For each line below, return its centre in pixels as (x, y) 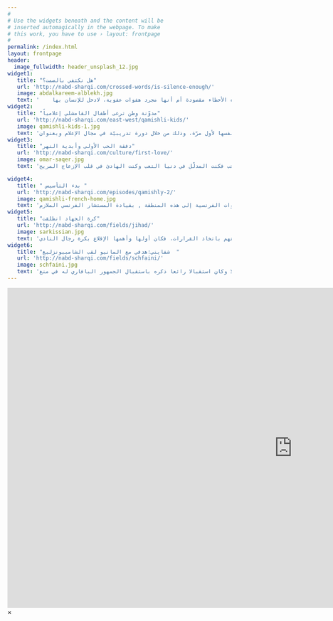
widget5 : (20, 212)
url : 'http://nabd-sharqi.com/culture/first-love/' (95, 153)
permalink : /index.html (43, 47)
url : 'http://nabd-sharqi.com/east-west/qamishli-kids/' (103, 120)
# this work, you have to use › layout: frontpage (84, 34)
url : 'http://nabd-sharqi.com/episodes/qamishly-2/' (96, 192)
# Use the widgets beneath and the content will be (85, 21)
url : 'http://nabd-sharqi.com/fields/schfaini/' (90, 258)
